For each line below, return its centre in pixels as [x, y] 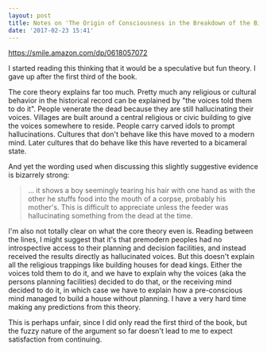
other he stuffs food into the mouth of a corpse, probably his [127, 199]
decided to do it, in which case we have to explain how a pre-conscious [126, 290]
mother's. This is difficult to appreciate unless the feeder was [128, 207]
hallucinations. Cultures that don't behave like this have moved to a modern [132, 134]
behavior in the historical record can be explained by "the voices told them [130, 101]
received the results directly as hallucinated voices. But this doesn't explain [132, 257]
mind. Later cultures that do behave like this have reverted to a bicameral [128, 143]
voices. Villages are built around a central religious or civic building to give [130, 118]
